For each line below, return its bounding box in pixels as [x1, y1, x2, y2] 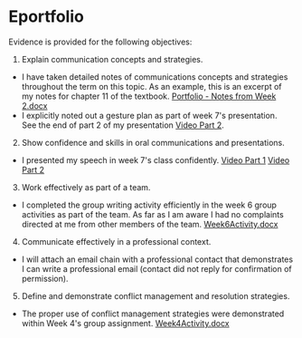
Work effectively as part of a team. [21, 181, 151, 192]
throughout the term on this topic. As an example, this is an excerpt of [21, 81, 282, 92]
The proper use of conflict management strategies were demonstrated [21, 308, 285, 319]
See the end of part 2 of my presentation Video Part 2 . [21, 120, 225, 130]
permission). [21, 273, 69, 284]
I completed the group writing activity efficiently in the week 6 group [21, 199, 278, 210]
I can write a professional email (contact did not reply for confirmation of [21, 263, 292, 274]
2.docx [21, 100, 48, 111]
